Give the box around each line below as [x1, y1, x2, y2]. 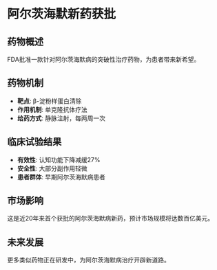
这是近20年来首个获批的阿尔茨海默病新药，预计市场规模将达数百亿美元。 [7, 214, 214, 223]
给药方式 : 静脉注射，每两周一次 [17, 114, 105, 122]
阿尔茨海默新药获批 [7, 6, 116, 22]
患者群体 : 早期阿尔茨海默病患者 [17, 172, 105, 181]
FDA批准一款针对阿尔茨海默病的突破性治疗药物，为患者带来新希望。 [7, 56, 200, 63]
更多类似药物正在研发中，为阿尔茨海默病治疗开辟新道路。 [7, 256, 170, 265]
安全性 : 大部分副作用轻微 [17, 164, 87, 172]
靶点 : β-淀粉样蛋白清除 [17, 97, 82, 105]
